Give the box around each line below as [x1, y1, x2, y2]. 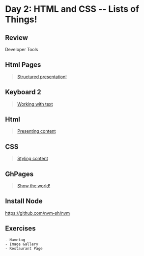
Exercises [5, 225, 36, 233]
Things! [5, 14, 37, 25]
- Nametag [5, 237, 26, 242]
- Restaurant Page [5, 246, 43, 251]
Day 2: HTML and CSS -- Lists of [5, 3, 139, 15]
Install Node [5, 197, 43, 205]
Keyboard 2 [5, 88, 42, 96]
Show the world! [17, 183, 51, 189]
